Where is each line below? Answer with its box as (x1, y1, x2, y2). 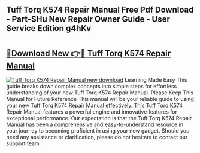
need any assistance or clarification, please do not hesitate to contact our (6, 134, 188, 140)
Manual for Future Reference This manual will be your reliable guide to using (6, 96, 195, 102)
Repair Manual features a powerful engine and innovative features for (6, 108, 178, 115)
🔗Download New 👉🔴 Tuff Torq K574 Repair (6, 48, 171, 59)
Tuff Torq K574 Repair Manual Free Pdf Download (6, 5, 194, 15)
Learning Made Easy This (125, 76, 187, 83)
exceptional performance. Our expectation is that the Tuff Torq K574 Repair (6, 115, 192, 121)
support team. (6, 140, 41, 147)
